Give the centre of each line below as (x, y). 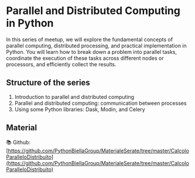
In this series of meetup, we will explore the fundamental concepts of (90, 39)
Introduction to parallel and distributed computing (74, 97)
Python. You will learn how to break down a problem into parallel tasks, (92, 52)
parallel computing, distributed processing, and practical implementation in (97, 46)
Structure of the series (48, 83)
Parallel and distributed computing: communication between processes (100, 103)
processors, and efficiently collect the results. (61, 64)
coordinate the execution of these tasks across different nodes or (85, 58)
